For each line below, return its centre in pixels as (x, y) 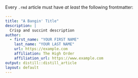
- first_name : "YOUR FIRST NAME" (44, 39)
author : (13, 35)
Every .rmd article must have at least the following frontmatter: (69, 7)
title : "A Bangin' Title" (32, 21)
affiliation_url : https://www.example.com (59, 58)
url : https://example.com (41, 49)
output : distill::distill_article (41, 63)
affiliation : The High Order (44, 53)
